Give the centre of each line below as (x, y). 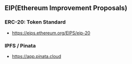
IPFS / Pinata (20, 45)
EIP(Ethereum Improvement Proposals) (66, 8)
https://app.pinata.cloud (36, 56)
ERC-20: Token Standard (35, 22)
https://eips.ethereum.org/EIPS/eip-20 (51, 33)
